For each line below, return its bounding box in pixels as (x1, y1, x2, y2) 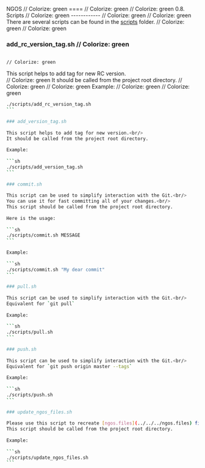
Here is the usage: (6, 215, 56, 221)
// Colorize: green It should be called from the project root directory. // (6, 77, 182, 84)
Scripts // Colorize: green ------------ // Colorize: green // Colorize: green (6, 12, 192, 19)
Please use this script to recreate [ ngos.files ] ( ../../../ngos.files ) (6, 420, 192, 426)
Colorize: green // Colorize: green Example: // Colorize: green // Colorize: (6, 83, 190, 91)
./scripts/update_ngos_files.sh (6, 455, 88, 461)
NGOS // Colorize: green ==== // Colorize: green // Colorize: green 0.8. (6, 6, 185, 12)
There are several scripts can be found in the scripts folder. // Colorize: (6, 18, 185, 25)
